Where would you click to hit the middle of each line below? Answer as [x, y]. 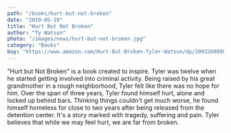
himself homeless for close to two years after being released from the [106, 108]
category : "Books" [33, 45]
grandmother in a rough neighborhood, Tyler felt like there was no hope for [113, 86]
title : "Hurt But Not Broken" [51, 26]
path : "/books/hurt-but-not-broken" [59, 13]
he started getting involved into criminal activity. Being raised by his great [111, 78]
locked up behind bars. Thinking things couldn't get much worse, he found [113, 100]
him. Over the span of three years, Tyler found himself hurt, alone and [106, 93]
